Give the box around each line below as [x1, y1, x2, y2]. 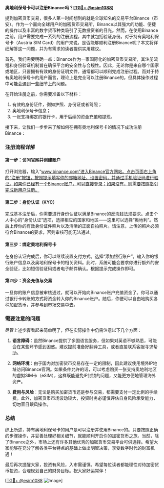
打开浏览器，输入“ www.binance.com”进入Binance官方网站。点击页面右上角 [5, 169, 157, 174]
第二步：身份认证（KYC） [5, 199, 58, 205]
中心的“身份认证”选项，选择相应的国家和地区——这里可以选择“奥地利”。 [9, 217, 154, 223]
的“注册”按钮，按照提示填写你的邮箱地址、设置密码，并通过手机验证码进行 [5, 175, 155, 181]
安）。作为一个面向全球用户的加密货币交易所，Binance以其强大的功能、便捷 [5, 22, 156, 27]
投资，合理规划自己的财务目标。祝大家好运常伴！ [9, 468, 108, 474]
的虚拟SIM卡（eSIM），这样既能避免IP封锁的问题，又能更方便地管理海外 [12, 372, 156, 379]
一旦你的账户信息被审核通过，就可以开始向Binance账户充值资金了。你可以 [5, 289, 154, 295]
